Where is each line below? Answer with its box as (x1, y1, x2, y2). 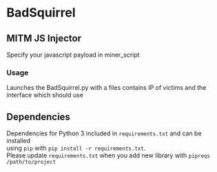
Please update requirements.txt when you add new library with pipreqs (6, 151, 211, 160)
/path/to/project (6, 159, 56, 166)
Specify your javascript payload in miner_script (6, 50, 140, 59)
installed (6, 137, 31, 145)
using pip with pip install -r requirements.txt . (6, 144, 146, 153)
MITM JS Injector (6, 32, 82, 44)
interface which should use (6, 91, 84, 99)
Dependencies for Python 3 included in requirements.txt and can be (6, 129, 202, 137)
